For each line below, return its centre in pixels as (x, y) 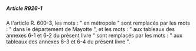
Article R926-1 (24, 8)
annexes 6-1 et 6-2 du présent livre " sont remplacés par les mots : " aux (94, 35)
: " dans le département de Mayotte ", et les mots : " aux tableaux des (91, 29)
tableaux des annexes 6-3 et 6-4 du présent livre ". (68, 42)
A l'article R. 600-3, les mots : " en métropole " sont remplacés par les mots (98, 23)
